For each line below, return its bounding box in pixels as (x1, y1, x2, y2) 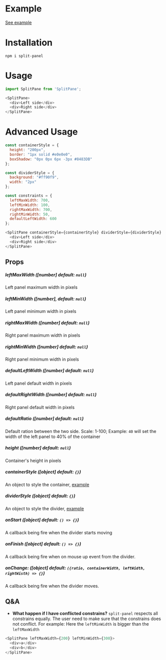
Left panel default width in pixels (5, 380, 72, 386)
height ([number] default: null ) (5, 445, 71, 451)
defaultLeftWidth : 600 (9, 217, 57, 221)
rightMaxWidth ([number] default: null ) (5, 320, 90, 326)
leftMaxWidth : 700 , (9, 198, 50, 203)
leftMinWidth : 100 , (9, 203, 50, 208)
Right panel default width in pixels (5, 404, 75, 410)
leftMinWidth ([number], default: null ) (5, 295, 86, 302)
